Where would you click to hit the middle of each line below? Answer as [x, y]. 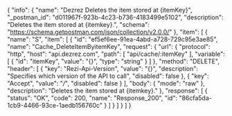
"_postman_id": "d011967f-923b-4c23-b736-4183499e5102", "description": [115, 17]
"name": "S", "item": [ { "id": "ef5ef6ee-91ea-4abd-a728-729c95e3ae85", [113, 39]
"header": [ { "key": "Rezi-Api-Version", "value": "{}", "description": [103, 69]
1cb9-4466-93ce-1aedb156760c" [55, 105]
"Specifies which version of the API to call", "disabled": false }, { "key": [108, 76]
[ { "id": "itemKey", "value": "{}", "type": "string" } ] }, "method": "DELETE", [114, 61]
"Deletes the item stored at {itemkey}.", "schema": [79, 25]
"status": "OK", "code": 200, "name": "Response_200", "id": [92, 98]
